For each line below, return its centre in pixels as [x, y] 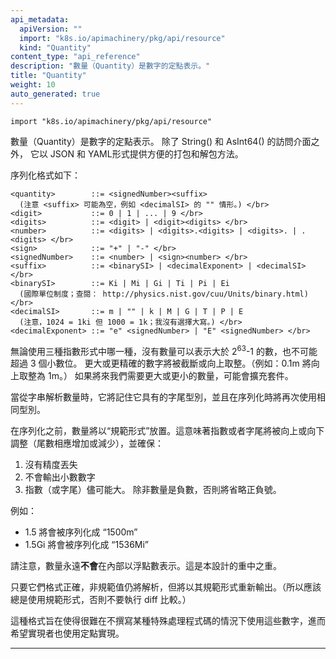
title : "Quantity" [48, 76]
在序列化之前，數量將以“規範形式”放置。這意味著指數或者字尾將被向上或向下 [167, 431]
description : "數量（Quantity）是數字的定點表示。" [110, 66]
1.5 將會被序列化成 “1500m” [81, 532]
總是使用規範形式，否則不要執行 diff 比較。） [101, 600]
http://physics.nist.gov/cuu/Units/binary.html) [205, 294]
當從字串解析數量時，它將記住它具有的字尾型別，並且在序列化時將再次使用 [163, 397]
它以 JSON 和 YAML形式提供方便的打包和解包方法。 [136, 153]
